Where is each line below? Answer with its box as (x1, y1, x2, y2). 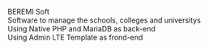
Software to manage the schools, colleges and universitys (7, 15, 202, 25)
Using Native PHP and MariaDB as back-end (7, 24, 156, 33)
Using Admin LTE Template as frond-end (7, 32, 143, 42)
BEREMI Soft (7, 7, 50, 16)
